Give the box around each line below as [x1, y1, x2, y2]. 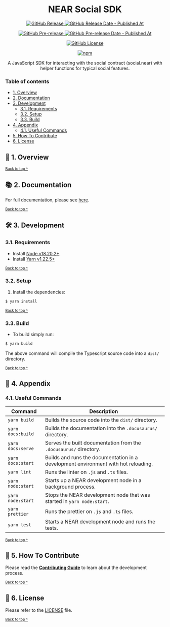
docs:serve [8, 445, 34, 451]
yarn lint [8, 469, 31, 475]
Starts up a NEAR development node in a [45, 476, 142, 484]
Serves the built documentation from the [45, 439, 141, 446]
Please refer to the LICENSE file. [5, 607, 72, 613]
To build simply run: [12, 332, 54, 338]
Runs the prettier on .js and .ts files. [45, 507, 134, 515]
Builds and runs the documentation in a [45, 454, 138, 461]
